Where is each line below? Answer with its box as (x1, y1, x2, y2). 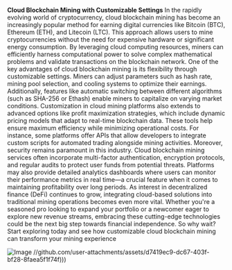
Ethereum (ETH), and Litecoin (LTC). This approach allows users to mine (7, 28, 213, 36)
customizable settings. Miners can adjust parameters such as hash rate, (7, 72, 213, 81)
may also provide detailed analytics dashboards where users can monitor (7, 168, 216, 176)
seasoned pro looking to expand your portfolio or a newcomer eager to (7, 205, 210, 213)
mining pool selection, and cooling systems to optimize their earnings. (7, 80, 207, 87)
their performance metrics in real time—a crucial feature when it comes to (7, 176, 218, 183)
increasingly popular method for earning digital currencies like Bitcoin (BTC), (7, 21, 226, 28)
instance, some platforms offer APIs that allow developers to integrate (7, 131, 206, 140)
